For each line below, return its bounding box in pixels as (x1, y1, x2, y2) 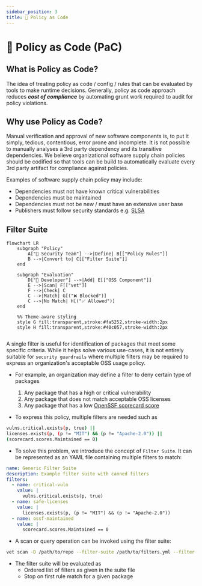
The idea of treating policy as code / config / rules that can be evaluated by (6, 80, 193, 87)
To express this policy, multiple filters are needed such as (14, 414, 158, 421)
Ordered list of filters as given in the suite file (23, 566, 135, 574)
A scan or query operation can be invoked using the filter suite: (14, 537, 171, 545)
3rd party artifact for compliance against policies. (6, 165, 129, 172)
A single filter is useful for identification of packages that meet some (6, 340, 176, 347)
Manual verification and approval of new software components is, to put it (6, 133, 189, 140)
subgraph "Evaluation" (17, 272, 74, 278)
